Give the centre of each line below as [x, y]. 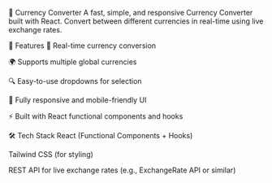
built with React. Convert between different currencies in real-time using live [136, 21]
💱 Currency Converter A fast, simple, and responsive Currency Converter [131, 13]
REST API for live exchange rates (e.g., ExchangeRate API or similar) [122, 170]
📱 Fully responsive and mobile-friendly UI [78, 100]
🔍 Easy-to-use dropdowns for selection [75, 81]
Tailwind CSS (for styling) [51, 154]
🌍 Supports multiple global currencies [73, 62]
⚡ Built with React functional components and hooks [96, 116]
